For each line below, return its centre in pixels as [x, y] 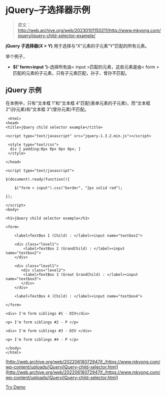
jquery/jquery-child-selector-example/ [56, 36]
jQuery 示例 [24, 90]
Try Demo [16, 387]
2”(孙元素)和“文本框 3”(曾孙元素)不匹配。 [47, 109]
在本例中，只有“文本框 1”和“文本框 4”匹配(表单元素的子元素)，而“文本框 [78, 103]
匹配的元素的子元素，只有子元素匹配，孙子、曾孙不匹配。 [71, 73]
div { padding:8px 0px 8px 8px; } [45, 149]
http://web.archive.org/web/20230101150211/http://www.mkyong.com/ [89, 30]
